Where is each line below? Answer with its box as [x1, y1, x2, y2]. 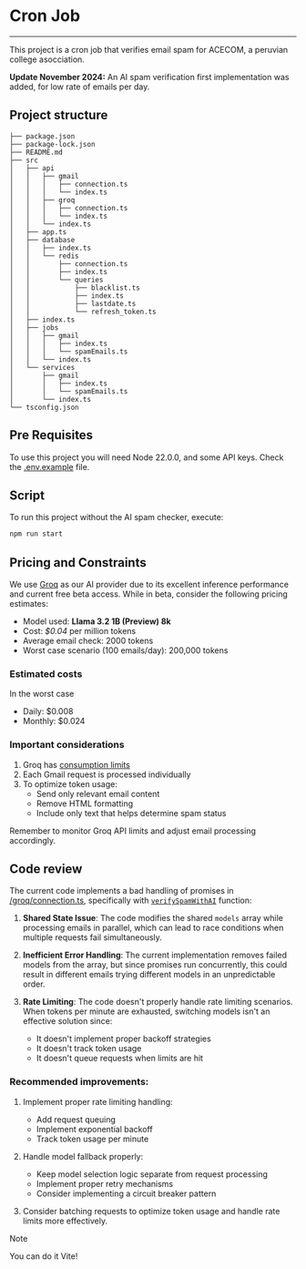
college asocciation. [9, 54, 85, 65]
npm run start [9, 529, 64, 538]
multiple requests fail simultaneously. [22, 932, 162, 943]
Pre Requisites [9, 427, 94, 443]
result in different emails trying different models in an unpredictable [22, 969, 276, 980]
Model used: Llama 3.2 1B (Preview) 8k [22, 616, 171, 627]
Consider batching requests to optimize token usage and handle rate [22, 1205, 280, 1216]
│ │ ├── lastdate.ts [9, 299, 137, 308]
